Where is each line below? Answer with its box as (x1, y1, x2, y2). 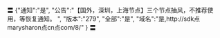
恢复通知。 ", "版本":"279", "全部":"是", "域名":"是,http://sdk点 (25, 15, 201, 23)
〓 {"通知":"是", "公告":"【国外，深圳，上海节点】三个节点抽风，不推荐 (7, 6, 208, 14)
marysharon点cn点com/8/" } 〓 (7, 23, 96, 31)
